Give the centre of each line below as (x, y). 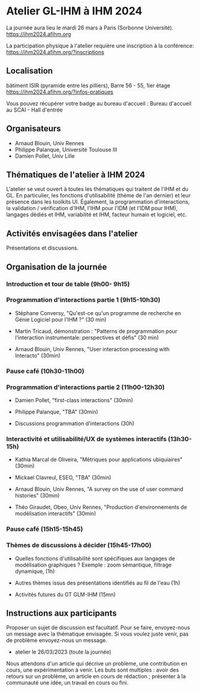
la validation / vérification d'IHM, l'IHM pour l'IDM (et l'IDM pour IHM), (92, 208)
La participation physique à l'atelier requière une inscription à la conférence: (100, 46)
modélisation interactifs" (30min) (55, 514)
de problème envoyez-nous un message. (57, 640)
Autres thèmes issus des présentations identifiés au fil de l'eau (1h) (98, 583)
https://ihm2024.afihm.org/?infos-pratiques (60, 92)
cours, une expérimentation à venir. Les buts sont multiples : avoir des (93, 670)
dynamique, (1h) (35, 571)
